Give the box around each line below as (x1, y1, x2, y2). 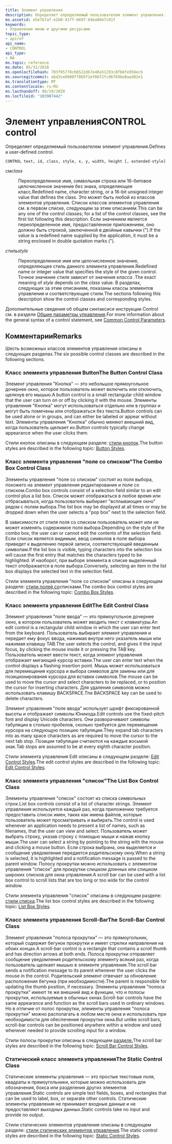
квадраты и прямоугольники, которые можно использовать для (5, 1079, 146, 1085)
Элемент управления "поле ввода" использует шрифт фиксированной (5, 705, 160, 711)
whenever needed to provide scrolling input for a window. (5, 1027, 127, 1033)
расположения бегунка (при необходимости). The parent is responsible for (5, 978, 167, 984)
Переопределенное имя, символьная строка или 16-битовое (18, 178, 152, 184)
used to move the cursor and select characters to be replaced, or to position (5, 679, 166, 685)
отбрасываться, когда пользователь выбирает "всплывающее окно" (5, 498, 156, 504)
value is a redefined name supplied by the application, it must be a (18, 232, 158, 239)
